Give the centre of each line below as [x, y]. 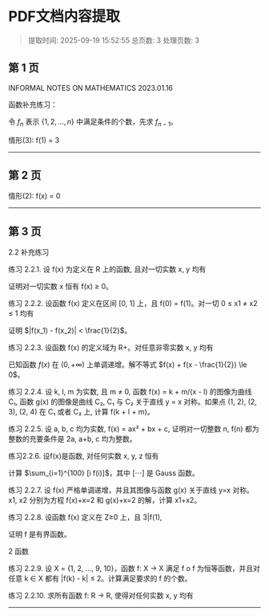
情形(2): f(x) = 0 [34, 196]
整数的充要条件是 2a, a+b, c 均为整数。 [72, 439]
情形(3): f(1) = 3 [34, 140]
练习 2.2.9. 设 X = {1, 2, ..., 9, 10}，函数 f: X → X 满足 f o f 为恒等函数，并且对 [134, 569]
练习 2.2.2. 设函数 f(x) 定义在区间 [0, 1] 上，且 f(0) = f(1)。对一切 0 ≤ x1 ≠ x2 [133, 304]
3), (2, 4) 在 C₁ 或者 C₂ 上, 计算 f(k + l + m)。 [81, 412]
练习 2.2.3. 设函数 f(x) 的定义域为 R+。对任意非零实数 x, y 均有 [111, 348]
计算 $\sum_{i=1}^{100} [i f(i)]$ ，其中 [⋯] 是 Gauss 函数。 [104, 473]
